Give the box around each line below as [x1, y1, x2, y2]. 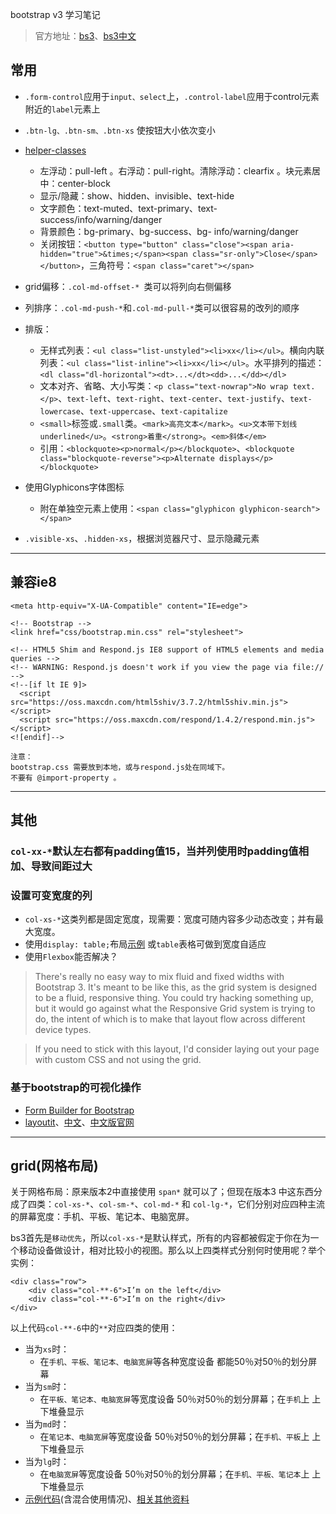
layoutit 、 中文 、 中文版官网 [24, 1116, 135, 1128]
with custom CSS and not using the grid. [34, 1054, 202, 1066]
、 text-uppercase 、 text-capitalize [80, 404, 228, 417]
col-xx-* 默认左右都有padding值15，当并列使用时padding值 [10, 844, 299, 858]
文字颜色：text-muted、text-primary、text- [39, 202, 218, 214]
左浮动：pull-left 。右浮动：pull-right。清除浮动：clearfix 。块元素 [39, 164, 312, 177]
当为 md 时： [24, 1418, 70, 1430]
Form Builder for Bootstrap [24, 1104, 135, 1116]
